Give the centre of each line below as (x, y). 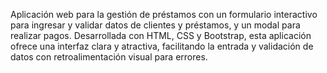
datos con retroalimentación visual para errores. (109, 57)
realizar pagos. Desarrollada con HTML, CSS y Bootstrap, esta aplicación (161, 35)
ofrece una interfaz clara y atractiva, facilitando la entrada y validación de (162, 46)
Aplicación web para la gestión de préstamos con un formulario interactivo (164, 14)
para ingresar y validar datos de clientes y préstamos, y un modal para (155, 25)
